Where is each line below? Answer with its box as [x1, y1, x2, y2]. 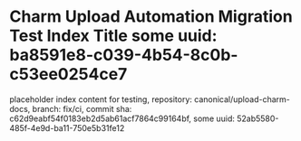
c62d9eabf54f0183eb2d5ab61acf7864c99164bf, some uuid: [9, 113, 236, 124]
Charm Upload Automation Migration [9, 6, 293, 27]
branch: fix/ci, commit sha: [32, 103, 132, 114]
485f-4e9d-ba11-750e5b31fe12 [9, 122, 125, 133]
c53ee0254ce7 [9, 64, 128, 85]
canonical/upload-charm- [193, 93, 290, 105]
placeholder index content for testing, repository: [9, 93, 193, 105]
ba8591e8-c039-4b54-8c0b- [9, 45, 238, 65]
